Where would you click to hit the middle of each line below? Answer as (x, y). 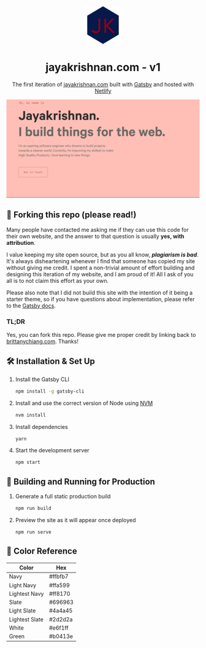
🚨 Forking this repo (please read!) (71, 215)
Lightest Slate (26, 619)
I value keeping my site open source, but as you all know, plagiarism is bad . (103, 255)
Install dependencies (42, 426)
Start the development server (52, 450)
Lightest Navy (26, 593)
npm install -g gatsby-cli (50, 391)
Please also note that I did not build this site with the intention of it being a (100, 292)
